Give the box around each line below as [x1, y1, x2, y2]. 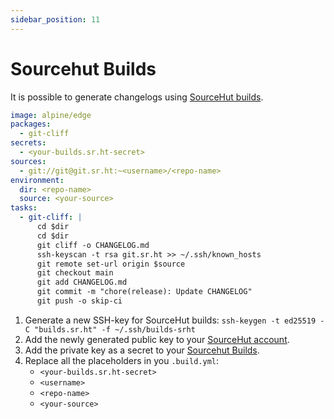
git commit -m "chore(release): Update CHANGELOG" [36, 287, 253, 297]
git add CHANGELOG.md [36, 277, 128, 288]
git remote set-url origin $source [36, 259, 186, 269]
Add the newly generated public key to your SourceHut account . [24, 333, 290, 345]
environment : [10, 175, 65, 185]
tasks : [10, 203, 38, 213]
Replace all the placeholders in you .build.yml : [24, 354, 220, 366]
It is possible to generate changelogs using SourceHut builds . [10, 91, 264, 103]
